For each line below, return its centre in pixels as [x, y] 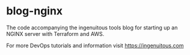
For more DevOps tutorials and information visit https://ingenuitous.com [95, 45]
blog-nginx [35, 11]
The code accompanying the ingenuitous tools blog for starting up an [92, 27]
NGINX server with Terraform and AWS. [55, 33]
